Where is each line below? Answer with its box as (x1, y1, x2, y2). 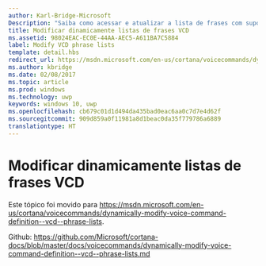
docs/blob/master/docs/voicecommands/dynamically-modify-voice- (8, 240, 232, 250)
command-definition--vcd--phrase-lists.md (8, 249, 150, 258)
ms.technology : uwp (8, 93, 73, 101)
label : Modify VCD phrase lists (8, 41, 115, 49)
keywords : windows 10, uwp (8, 100, 97, 108)
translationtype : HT (8, 122, 77, 130)
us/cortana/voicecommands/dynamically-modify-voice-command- (8, 208, 227, 218)
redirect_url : (8, 56, 55, 64)
